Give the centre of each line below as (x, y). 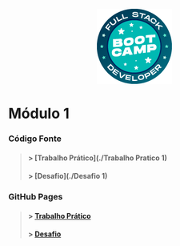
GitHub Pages (36, 197)
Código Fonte (35, 139)
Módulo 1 (39, 114)
